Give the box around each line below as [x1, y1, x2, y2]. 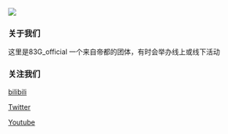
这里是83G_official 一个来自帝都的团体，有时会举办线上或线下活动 [8, 47, 221, 56]
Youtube [8, 118, 35, 127]
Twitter [8, 102, 31, 111]
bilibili [8, 87, 27, 96]
